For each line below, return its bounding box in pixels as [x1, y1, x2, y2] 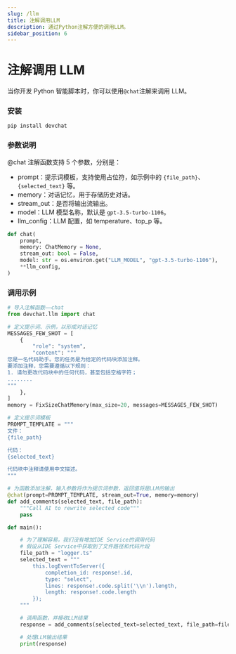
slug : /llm [7, 10, 39, 18]
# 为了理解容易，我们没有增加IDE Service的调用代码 [20, 537, 155, 544]
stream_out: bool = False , [20, 250, 99, 257]
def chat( [7, 230, 37, 237]
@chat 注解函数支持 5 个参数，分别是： [7, 157, 122, 166]
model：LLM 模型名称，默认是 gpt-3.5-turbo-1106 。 [17, 208, 170, 216]
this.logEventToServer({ [32, 563, 105, 570]
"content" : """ [32, 349, 77, 357]
